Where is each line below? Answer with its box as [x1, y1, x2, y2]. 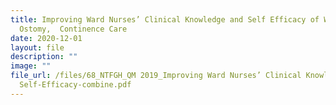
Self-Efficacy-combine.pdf [19, 80, 132, 90]
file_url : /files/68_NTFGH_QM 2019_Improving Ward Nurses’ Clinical [10, 71, 302, 81]
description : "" [10, 52, 78, 62]
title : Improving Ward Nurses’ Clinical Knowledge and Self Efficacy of [10, 14, 320, 25]
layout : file [10, 42, 65, 53]
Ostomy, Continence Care [19, 24, 128, 34]
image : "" [10, 61, 52, 71]
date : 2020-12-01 [10, 33, 83, 43]
